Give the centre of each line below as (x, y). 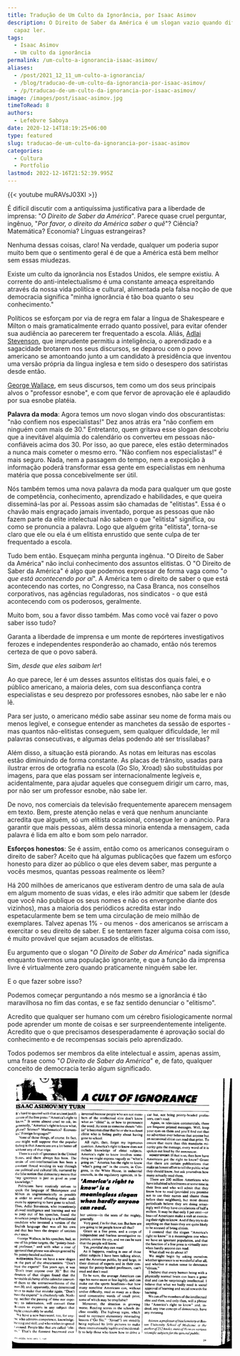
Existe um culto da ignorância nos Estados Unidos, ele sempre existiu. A (114, 274)
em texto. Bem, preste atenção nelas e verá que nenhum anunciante (108, 812)
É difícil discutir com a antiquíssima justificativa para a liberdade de (106, 208)
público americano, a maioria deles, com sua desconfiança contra (105, 687)
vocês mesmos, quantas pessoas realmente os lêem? (86, 871)
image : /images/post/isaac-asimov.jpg (65, 98)
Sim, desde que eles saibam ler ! (55, 665)
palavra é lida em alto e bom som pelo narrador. (78, 835)
